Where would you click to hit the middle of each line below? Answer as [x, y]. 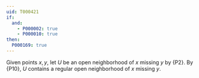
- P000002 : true [38, 28]
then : [13, 40]
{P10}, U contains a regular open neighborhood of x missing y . [84, 68]
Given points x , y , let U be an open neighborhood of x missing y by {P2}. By [100, 62]
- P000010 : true [38, 34]
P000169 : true [29, 46]
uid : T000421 [23, 12]
